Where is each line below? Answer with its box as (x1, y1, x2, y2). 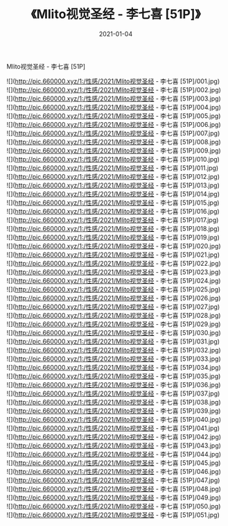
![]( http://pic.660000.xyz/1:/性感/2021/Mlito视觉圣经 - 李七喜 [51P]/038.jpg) (6, 398, 221, 406)
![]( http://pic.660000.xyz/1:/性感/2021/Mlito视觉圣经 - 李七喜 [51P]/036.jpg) (6, 380, 221, 389)
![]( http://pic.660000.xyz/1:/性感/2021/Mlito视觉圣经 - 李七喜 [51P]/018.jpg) (6, 224, 220, 232)
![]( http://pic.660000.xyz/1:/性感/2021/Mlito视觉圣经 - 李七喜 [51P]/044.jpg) (6, 450, 222, 458)
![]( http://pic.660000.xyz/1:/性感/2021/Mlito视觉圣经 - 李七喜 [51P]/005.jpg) (6, 112, 221, 120)
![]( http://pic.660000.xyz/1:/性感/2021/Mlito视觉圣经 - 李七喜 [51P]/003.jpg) (6, 94, 221, 103)
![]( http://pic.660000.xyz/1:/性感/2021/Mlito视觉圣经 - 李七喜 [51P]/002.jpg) (6, 85, 221, 94)
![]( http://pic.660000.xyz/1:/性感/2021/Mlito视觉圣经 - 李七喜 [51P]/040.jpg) (6, 415, 222, 423)
